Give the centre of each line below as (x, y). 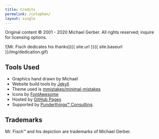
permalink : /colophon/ (28, 14)
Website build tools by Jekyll (40, 84)
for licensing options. (26, 37)
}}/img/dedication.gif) (27, 52)
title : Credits (20, 9)
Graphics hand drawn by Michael (45, 79)
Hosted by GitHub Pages (36, 99)
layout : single (20, 18)
